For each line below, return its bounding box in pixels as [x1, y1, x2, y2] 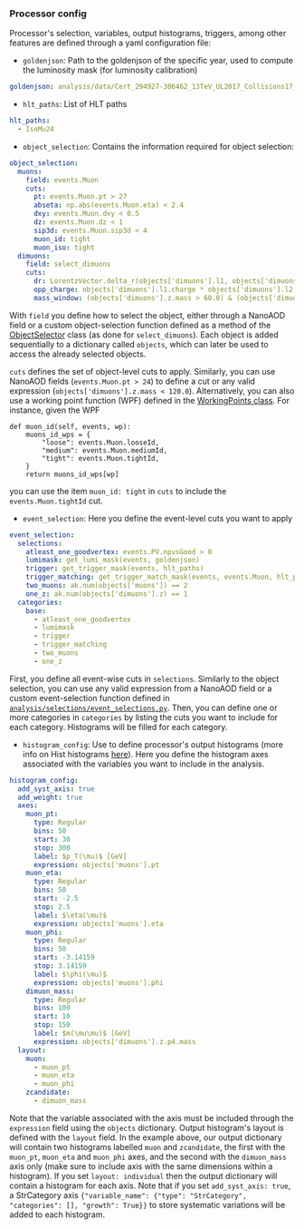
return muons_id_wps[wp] [25, 470, 119, 479]
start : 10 [33, 1012, 71, 1021]
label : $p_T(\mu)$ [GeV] [33, 852, 128, 861]
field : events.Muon [25, 175, 100, 184]
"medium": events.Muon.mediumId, [42, 445, 168, 455]
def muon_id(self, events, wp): [9, 422, 131, 431]
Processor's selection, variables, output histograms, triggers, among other [9, 28, 287, 39]
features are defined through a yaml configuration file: [9, 37, 211, 48]
